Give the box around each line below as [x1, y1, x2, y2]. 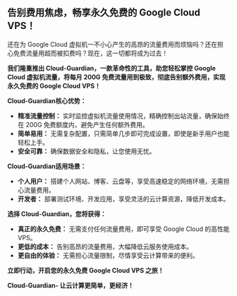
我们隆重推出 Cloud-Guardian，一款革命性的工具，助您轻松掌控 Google [7, 64, 217, 72]
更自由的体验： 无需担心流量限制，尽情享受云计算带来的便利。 [17, 251, 199, 259]
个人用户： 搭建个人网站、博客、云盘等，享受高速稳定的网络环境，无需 [17, 177, 224, 185]
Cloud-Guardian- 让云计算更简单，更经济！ [7, 281, 134, 290]
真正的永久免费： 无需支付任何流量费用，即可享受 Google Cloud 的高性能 [17, 225, 230, 233]
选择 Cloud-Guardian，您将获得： [7, 209, 107, 218]
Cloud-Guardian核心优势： [7, 96, 87, 105]
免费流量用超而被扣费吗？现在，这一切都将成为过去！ [13, 49, 168, 57]
